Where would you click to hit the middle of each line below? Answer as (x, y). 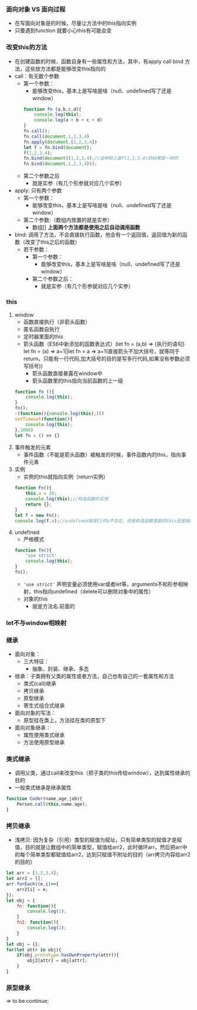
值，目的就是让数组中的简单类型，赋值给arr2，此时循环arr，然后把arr (98, 847)
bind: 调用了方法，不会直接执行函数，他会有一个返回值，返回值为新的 (98, 235)
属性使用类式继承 (44, 735)
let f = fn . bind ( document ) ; (57, 147)
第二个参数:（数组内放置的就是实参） (68, 220)
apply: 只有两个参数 (38, 191)
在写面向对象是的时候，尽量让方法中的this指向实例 (75, 23)
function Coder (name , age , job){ (44, 799)
